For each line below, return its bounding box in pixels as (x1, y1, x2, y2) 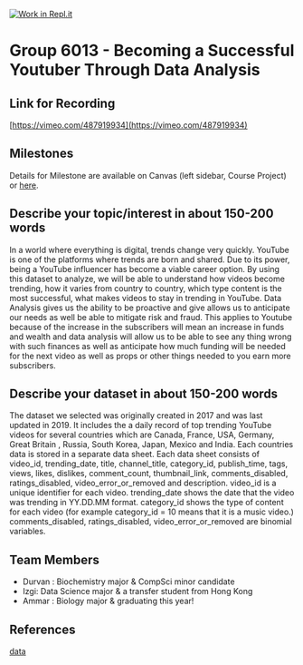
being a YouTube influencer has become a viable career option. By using (9, 263, 280, 274)
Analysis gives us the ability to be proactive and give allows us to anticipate (9, 302, 291, 313)
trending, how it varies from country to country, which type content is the (9, 282, 282, 294)
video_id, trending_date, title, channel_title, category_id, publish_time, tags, (9, 458, 288, 469)
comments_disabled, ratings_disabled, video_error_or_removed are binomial (9, 516, 292, 527)
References (9, 621, 76, 637)
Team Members (9, 552, 99, 567)
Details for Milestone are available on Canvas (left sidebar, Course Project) (9, 170, 287, 181)
